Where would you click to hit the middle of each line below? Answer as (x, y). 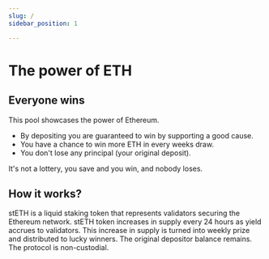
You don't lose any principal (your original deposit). (106, 153)
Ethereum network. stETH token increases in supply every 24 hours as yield (135, 222)
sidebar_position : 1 (43, 23)
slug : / (21, 16)
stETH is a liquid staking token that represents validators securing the (124, 213)
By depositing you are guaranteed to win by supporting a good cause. (137, 135)
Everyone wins (47, 101)
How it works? (45, 194)
